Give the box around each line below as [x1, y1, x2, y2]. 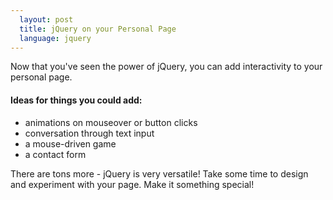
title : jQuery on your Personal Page [19, 24, 177, 34]
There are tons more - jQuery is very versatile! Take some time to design [10, 167, 309, 180]
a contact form [24, 148, 87, 160]
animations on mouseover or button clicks [24, 116, 198, 128]
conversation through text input [24, 127, 155, 139]
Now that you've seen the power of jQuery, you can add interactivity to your [10, 61, 323, 73]
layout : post [19, 14, 74, 25]
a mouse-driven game [24, 137, 117, 150]
